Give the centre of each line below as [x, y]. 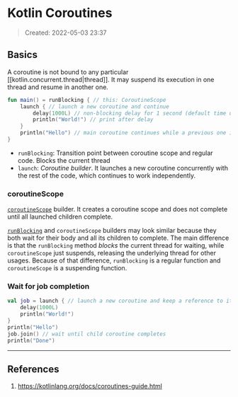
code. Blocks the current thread [64, 160]
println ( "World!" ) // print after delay [93, 120]
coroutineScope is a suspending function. [67, 268]
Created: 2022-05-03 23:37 [66, 33]
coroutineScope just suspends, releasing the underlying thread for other [112, 253]
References [33, 369]
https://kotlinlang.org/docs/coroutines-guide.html [90, 386]
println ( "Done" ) [31, 340]
